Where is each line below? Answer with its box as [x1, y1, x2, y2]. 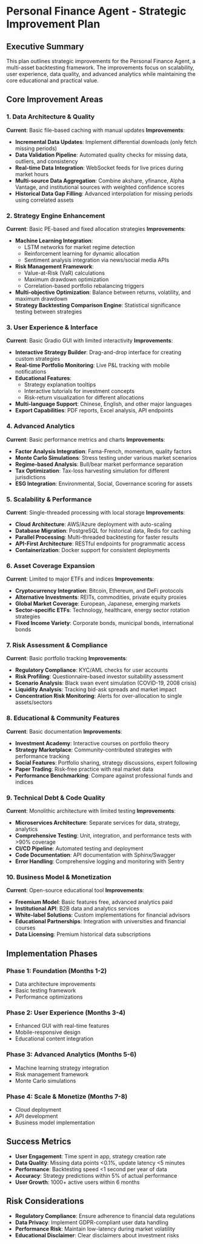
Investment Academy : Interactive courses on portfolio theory [15, 739, 170, 747]
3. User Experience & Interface [6, 323, 98, 332]
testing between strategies [15, 308, 82, 315]
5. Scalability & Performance [6, 495, 92, 504]
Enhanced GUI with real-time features [15, 1022, 110, 1030]
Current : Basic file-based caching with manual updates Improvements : [6, 126, 185, 134]
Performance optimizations [15, 993, 83, 1000]
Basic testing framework [15, 987, 76, 994]
